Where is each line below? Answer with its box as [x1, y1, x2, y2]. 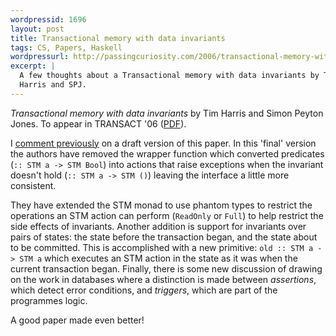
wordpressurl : [10, 52, 70, 62]
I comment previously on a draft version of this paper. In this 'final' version [10, 137, 317, 149]
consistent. [10, 179, 57, 191]
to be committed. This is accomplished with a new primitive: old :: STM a [10, 241, 314, 253]
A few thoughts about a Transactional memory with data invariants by [19, 71, 320, 81]
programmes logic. [10, 294, 88, 306]
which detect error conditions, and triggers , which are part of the [10, 284, 278, 296]
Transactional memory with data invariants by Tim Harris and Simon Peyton [10, 107, 324, 119]
